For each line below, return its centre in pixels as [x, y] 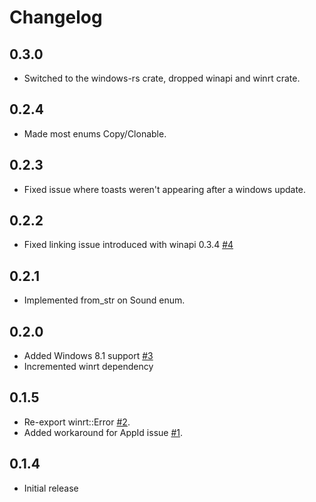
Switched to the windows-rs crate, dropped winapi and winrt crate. [162, 78]
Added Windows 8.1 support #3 [88, 356]
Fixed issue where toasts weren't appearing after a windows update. [165, 189]
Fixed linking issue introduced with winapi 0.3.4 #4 [128, 245]
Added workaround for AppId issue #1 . [103, 432]
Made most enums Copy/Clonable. [95, 133]
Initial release [51, 488]
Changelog [56, 17]
